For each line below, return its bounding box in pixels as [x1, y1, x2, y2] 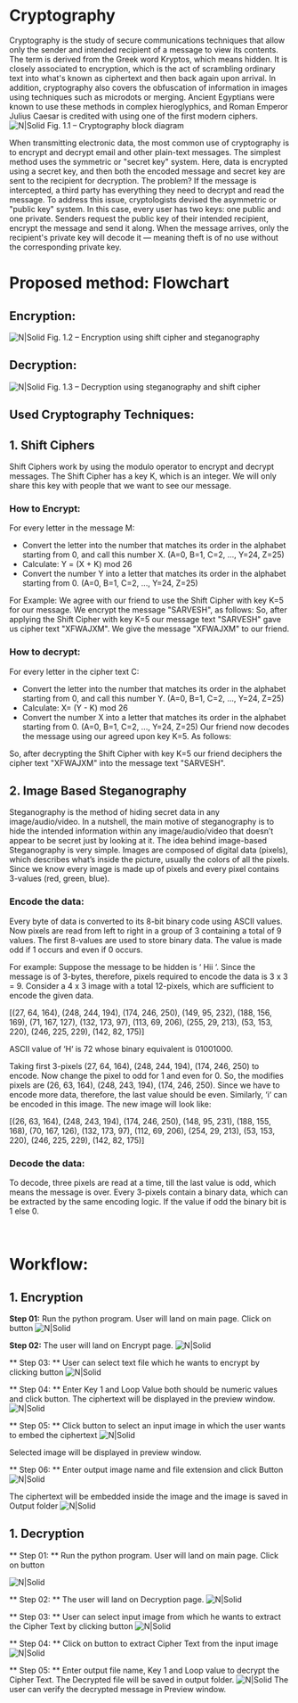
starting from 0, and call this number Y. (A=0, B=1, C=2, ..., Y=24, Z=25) [21, 693, 285, 703]
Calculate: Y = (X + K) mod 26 [21, 559, 133, 570]
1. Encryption [9, 1289, 84, 1304]
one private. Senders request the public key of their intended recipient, [9, 213, 269, 224]
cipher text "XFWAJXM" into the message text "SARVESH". [9, 757, 226, 768]
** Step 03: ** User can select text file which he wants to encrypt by [9, 1357, 261, 1368]
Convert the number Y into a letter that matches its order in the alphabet [21, 568, 286, 580]
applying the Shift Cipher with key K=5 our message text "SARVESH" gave [9, 614, 282, 625]
